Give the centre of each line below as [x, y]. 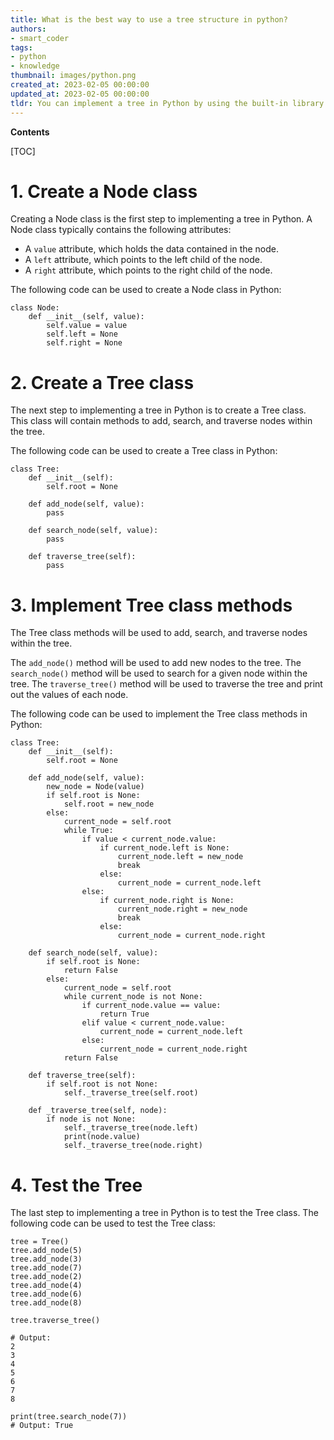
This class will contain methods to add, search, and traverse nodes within [161, 421]
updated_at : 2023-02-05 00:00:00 [80, 94]
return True [124, 1014]
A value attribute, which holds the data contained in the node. [152, 249]
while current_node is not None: [133, 997]
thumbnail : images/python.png [73, 76]
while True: [88, 831]
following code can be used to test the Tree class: [113, 1223]
